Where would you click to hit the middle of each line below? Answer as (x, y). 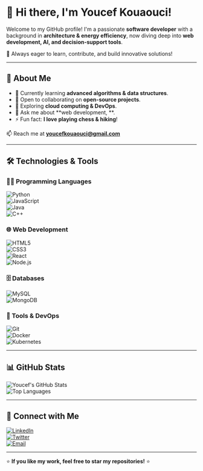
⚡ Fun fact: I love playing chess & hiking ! (66, 119)
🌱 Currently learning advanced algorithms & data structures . (92, 93)
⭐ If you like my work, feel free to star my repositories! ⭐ (78, 461)
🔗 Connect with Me (43, 416)
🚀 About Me (29, 78)
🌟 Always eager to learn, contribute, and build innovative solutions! (89, 53)
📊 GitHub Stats (36, 367)
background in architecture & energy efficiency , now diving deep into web (100, 35)
